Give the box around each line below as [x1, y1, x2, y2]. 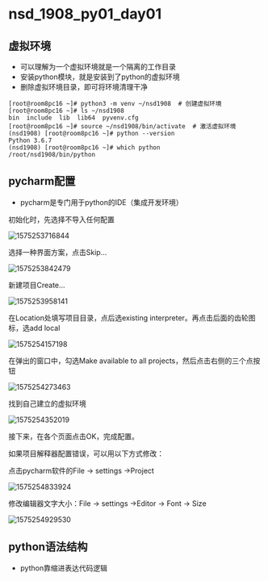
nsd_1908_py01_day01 [8, 5, 162, 23]
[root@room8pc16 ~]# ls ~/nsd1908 [8, 107, 125, 115]
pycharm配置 [8, 174, 76, 188]
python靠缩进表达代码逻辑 [19, 562, 107, 573]
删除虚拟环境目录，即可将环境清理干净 [19, 82, 148, 91]
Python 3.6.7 [8, 136, 52, 144]
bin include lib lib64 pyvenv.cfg [8, 114, 139, 122]
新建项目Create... [8, 280, 66, 290]
